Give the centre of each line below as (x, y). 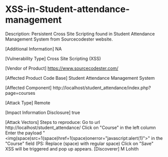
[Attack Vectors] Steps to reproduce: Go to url (53, 122)
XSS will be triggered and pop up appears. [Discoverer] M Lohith (72, 148)
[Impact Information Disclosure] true (43, 112)
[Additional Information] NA (33, 49)
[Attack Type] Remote (28, 103)
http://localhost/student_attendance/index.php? (102, 88)
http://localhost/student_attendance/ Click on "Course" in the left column (81, 127)
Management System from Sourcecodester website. (59, 39)
